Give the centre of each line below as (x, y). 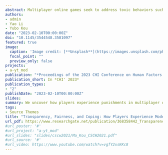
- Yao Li (14, 24)
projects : (15, 65)
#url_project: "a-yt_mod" (32, 130)
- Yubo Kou (16, 28)
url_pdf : (14, 121)
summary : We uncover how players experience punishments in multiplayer (82, 103)
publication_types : (25, 84)
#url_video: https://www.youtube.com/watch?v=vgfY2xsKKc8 (67, 145)
